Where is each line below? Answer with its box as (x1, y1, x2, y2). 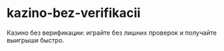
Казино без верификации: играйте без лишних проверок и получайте (6, 28, 217, 37)
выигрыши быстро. (6, 35, 65, 44)
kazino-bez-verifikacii (6, 5, 141, 21)
